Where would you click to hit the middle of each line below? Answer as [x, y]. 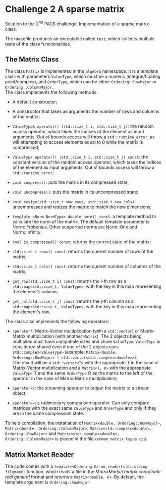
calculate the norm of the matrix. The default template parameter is [81, 222]
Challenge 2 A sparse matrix [65, 9]
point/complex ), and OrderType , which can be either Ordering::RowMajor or [81, 82]
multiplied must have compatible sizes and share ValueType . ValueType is [86, 342]
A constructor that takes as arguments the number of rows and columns [86, 111]
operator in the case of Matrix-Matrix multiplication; [65, 379]
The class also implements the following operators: [57, 322]
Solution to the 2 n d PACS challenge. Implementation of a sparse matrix [77, 23]
